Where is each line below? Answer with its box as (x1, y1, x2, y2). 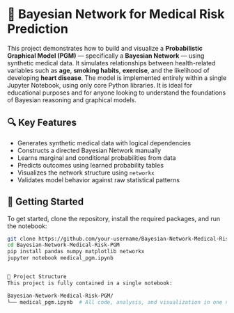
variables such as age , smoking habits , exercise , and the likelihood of (7, 66, 210, 74)
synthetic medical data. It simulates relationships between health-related (7, 58, 216, 67)
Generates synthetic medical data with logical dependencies (17, 138, 192, 147)
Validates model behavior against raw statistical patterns (17, 175, 180, 184)
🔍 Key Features (7, 117, 77, 129)
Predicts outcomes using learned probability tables (17, 161, 164, 169)
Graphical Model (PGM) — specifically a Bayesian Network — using (7, 51, 205, 60)
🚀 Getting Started (7, 196, 84, 208)
